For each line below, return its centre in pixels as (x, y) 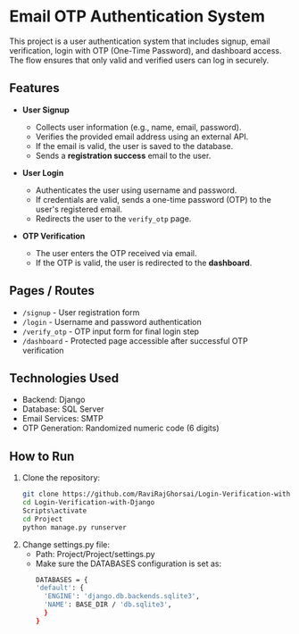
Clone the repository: (61, 478)
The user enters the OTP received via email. (116, 253)
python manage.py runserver (74, 527)
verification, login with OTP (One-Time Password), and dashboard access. (145, 50)
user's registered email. (79, 209)
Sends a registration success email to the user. (123, 155)
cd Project (42, 519)
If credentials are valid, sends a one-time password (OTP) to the (154, 199)
